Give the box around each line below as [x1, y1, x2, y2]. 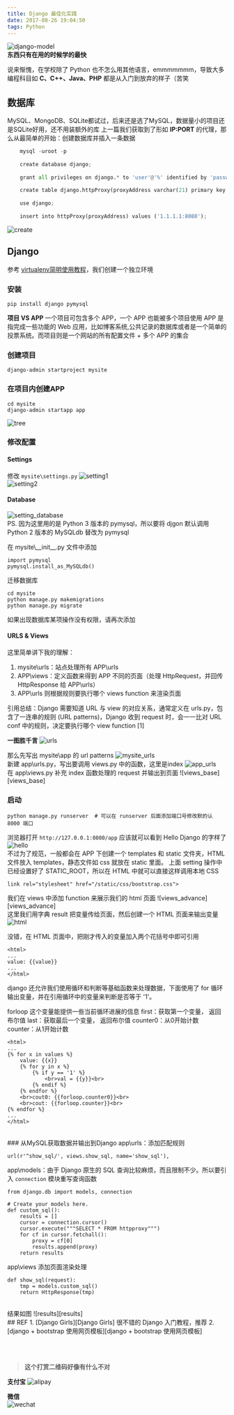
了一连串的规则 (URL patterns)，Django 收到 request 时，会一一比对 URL [13, 713, 222, 721]
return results [19, 1249, 64, 1257]
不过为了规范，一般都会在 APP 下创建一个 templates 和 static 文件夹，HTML [7, 849, 225, 858]
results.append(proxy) [32, 1244, 98, 1251]
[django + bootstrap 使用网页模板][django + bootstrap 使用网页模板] [7, 1327, 203, 1335]
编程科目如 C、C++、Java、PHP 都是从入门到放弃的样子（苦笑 [7, 74, 189, 82]
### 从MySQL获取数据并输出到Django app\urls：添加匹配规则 [7, 1139, 185, 1148]
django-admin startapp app [7, 406, 86, 413]
